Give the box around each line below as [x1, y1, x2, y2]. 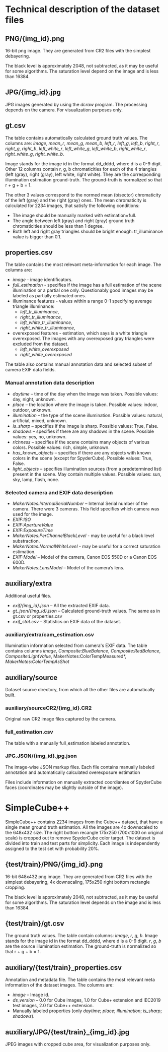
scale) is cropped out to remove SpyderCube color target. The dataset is [5, 835, 155, 841]
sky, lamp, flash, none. [12, 476, 59, 482]
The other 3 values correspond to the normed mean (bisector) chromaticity [5, 191, 161, 198]
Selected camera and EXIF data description [5, 489, 113, 496]
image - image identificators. [12, 277, 73, 283]
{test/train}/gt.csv [5, 919, 64, 928]
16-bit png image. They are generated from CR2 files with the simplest [5, 48, 151, 53]
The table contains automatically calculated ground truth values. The [5, 135, 148, 141]
